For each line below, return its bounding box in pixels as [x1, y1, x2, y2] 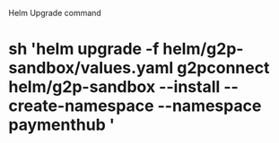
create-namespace [8, 96, 154, 116]
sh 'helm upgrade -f [8, 39, 160, 59]
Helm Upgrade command [8, 8, 102, 18]
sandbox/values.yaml [8, 58, 174, 79]
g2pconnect [177, 58, 270, 79]
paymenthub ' [8, 115, 116, 135]
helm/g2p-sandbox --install [8, 77, 221, 97]
